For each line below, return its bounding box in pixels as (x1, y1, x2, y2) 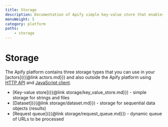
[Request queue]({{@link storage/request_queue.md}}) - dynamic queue (12, 110, 162, 116)
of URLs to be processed (12, 116, 64, 122)
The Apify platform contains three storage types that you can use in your (5, 69, 155, 75)
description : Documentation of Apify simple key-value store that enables (5, 12, 164, 17)
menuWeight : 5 (5, 17, 35, 22)
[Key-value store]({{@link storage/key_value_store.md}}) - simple (12, 89, 146, 95)
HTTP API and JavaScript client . (5, 79, 71, 85)
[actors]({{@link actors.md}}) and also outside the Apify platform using (5, 74, 151, 80)
